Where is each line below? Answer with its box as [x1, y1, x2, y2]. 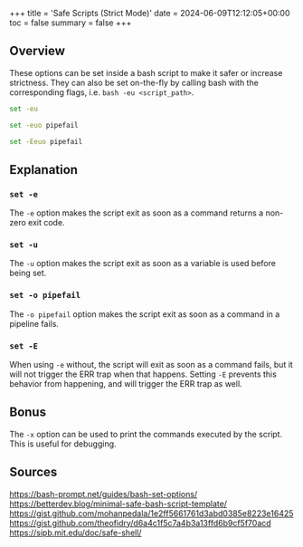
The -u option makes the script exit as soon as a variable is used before [9, 258, 276, 269]
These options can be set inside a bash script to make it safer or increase [9, 67, 283, 78]
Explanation [9, 162, 79, 178]
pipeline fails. [9, 318, 59, 329]
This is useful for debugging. [9, 438, 117, 449]
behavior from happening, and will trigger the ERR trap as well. [9, 379, 242, 389]
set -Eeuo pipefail [9, 137, 83, 146]
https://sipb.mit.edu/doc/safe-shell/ [9, 527, 142, 538]
